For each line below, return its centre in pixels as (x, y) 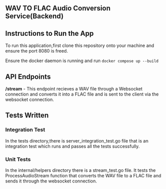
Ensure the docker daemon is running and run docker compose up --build (82, 61)
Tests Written (27, 115)
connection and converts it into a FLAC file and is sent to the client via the (82, 94)
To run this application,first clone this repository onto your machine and (80, 45)
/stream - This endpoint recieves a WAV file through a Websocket (74, 89)
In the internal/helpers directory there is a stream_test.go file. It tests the (80, 170)
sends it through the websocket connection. (51, 181)
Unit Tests (18, 159)
